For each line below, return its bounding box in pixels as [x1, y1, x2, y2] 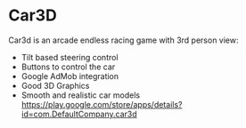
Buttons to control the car [20, 61, 116, 72]
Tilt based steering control [20, 52, 119, 62]
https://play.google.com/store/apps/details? [20, 99, 183, 109]
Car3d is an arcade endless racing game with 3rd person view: [8, 35, 239, 45]
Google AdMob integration [20, 70, 119, 81]
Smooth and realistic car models [20, 90, 140, 100]
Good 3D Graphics [20, 80, 90, 91]
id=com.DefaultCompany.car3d [20, 108, 137, 119]
